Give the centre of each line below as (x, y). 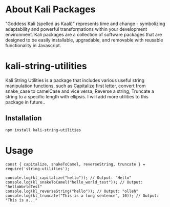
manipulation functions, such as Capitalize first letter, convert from (76, 86)
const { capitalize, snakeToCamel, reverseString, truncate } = (75, 164)
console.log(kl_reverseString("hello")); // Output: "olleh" (72, 191)
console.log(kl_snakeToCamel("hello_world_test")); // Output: (74, 182)
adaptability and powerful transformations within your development (76, 29)
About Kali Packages (50, 9)
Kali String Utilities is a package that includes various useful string (75, 80)
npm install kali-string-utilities (43, 130)
